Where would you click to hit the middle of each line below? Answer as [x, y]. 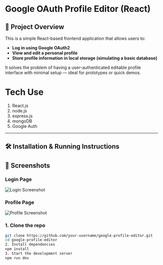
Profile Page [20, 202]
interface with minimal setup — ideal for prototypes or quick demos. [73, 73]
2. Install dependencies [30, 245]
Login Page [19, 179]
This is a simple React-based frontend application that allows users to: [75, 38]
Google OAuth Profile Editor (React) [78, 9]
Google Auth [24, 126]
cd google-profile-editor [31, 240]
